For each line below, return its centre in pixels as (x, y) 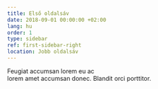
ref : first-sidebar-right (44, 45)
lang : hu (20, 26)
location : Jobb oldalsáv (43, 52)
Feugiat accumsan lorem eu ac (51, 71)
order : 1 (20, 33)
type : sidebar (28, 39)
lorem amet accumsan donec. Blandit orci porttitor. (79, 78)
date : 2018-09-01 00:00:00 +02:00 (57, 20)
